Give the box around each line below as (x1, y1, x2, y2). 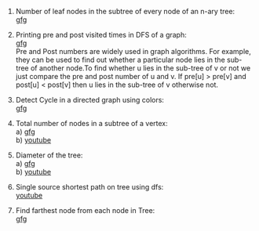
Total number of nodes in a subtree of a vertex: (15, 119, 169, 128)
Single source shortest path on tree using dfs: (15, 182, 164, 191)
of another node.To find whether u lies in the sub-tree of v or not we (30, 63, 251, 73)
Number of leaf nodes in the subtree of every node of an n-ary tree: (15, 7, 235, 16)
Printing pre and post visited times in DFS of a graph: (15, 31, 187, 39)
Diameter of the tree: (15, 150, 83, 160)
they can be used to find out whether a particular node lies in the (15, 55, 225, 64)
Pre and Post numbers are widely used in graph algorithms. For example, (15, 47, 251, 56)
